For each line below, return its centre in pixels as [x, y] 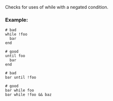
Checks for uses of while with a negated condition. [57, 7]
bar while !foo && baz [28, 95]
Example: [17, 20]
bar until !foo [21, 78]
